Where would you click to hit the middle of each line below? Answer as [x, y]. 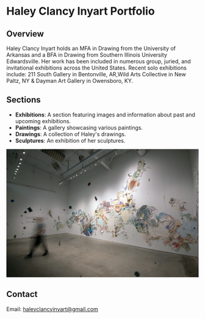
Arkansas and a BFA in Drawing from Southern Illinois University [87, 55]
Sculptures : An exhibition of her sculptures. [70, 140]
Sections [23, 100]
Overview [25, 34]
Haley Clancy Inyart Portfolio [81, 11]
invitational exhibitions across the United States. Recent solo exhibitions [97, 68]
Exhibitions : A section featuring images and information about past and [105, 115]
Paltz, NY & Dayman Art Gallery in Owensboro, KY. [70, 81]
